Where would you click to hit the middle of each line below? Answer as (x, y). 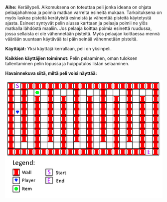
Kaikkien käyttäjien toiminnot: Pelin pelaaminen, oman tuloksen (72, 58)
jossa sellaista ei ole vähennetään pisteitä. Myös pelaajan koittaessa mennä (83, 34)
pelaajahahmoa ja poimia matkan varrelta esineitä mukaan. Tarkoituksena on (83, 12)
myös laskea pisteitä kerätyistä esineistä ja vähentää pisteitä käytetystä (78, 18)
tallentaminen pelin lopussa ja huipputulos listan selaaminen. (67, 64)
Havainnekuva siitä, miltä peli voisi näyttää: (51, 73)
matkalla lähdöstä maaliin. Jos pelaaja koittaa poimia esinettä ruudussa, (79, 28)
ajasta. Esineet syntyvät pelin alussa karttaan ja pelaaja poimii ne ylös (77, 23)
